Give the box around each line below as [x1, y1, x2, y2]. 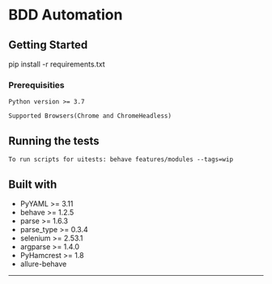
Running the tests [8, 134, 100, 147]
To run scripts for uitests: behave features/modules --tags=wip [8, 155, 233, 163]
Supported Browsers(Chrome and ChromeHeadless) [8, 112, 172, 121]
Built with [8, 177, 57, 191]
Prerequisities [8, 79, 65, 91]
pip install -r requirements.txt [8, 59, 105, 69]
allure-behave [19, 259, 67, 269]
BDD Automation [8, 6, 123, 24]
